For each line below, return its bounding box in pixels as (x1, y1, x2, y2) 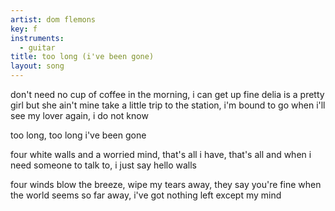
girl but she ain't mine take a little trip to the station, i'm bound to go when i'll (10, 99, 326, 111)
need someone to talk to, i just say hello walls (10, 159, 197, 171)
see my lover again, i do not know (10, 110, 149, 121)
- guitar (19, 42, 56, 53)
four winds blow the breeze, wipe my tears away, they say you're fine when (10, 179, 322, 190)
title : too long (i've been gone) (10, 52, 155, 62)
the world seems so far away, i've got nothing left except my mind (10, 189, 282, 201)
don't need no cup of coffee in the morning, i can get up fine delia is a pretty (10, 89, 325, 100)
